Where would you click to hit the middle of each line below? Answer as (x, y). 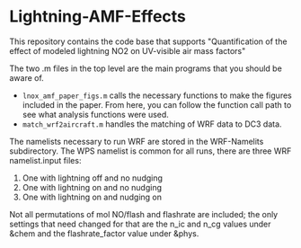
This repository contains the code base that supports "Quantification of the (148, 41)
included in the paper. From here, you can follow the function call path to (157, 104)
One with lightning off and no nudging (93, 178)
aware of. (27, 77)
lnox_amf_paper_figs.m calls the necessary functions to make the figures (157, 95)
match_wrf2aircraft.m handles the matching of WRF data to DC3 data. (152, 124)
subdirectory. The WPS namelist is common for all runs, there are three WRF (150, 151)
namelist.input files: (45, 160)
